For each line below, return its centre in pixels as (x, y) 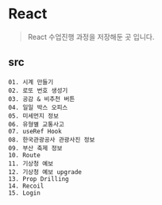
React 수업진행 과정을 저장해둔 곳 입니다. (91, 37)
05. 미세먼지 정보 (34, 116)
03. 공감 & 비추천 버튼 (42, 99)
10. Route (25, 155)
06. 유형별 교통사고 (37, 124)
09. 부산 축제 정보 (35, 148)
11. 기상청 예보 (31, 164)
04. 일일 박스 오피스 (38, 107)
